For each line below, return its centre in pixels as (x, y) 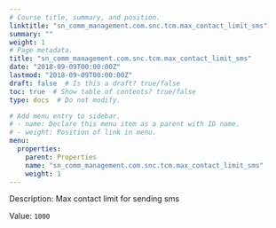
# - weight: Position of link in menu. (83, 133)
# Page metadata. (41, 51)
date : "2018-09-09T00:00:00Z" (65, 67)
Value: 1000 (30, 216)
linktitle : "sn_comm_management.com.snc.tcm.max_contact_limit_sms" (138, 26)
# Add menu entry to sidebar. (65, 116)
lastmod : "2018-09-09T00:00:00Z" (71, 75)
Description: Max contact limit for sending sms (95, 199)
